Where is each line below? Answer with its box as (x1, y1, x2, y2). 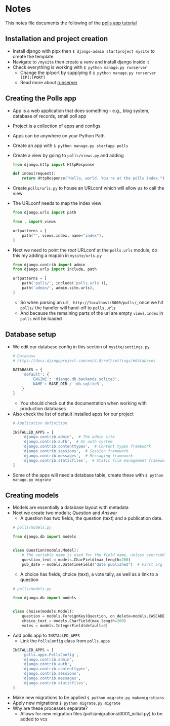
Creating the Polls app (5, 94, 77, 103)
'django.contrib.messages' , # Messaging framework (22, 453, 133, 458)
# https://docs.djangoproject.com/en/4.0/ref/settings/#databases (12, 358, 156, 363)
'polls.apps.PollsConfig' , (22, 652, 79, 657)
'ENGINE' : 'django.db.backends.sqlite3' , (31, 377, 120, 382)
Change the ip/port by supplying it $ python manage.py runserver (20, 69, 156, 76)
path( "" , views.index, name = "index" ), (22, 233, 104, 238)
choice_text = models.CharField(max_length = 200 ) (22, 619, 126, 624)
